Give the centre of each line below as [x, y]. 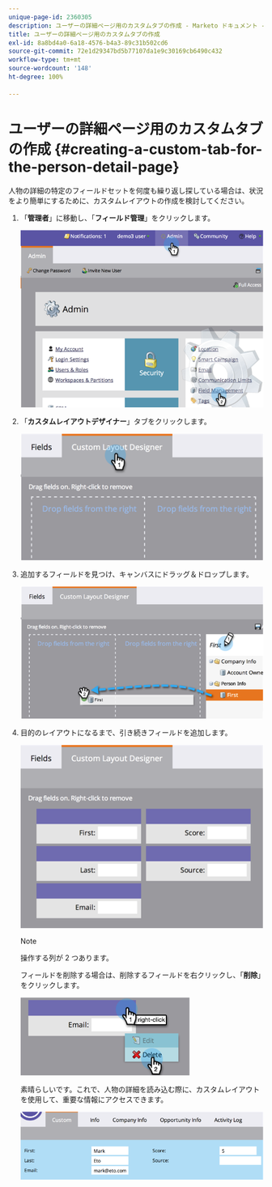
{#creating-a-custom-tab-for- [158, 149]
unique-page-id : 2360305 [50, 17]
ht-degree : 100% [36, 77]
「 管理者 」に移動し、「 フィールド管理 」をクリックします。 [117, 218]
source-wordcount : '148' [50, 69]
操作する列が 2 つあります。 [66, 958]
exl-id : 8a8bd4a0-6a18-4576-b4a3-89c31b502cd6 [88, 43]
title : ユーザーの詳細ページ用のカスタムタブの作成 [84, 34]
